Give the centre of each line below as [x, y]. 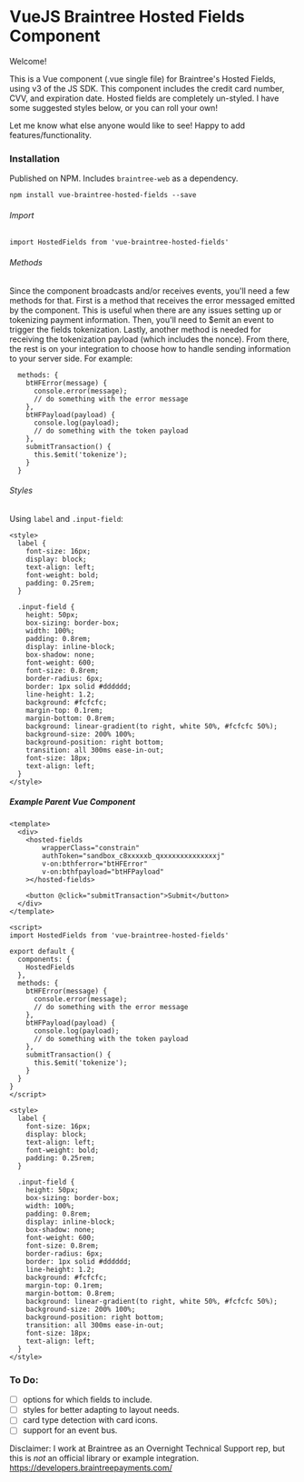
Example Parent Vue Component [73, 802]
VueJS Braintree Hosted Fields [127, 17]
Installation [35, 158]
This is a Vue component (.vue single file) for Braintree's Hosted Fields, [143, 78]
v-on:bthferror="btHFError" [95, 864]
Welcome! [28, 61]
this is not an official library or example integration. [104, 1458]
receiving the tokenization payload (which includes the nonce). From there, [150, 339]
